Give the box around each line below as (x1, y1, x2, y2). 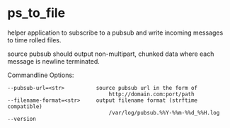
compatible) (7, 103, 42, 110)
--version (7, 115, 37, 122)
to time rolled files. (7, 35, 62, 44)
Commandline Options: (7, 71, 74, 79)
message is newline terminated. (7, 57, 100, 65)
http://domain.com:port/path (108, 91, 195, 98)
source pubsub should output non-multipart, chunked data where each (7, 50, 214, 58)
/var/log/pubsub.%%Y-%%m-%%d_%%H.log (108, 109, 220, 116)
